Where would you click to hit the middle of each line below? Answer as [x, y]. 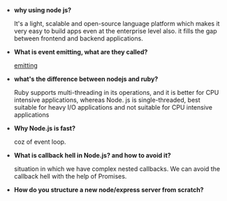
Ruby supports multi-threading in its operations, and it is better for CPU [116, 92]
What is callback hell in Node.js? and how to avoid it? [92, 155]
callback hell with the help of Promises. [70, 176]
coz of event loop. [40, 142]
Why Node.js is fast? [44, 128]
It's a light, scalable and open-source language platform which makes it [117, 23]
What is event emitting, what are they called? [81, 52]
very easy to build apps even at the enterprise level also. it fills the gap [115, 31]
